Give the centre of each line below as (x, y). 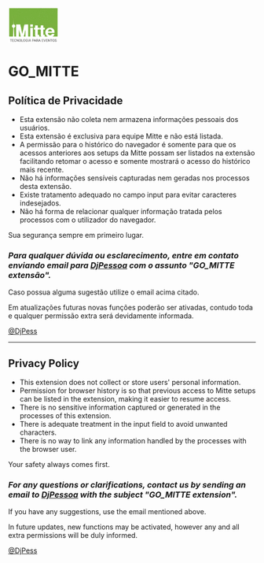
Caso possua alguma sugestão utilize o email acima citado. (104, 292)
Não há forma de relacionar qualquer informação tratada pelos (121, 211)
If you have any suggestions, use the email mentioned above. (107, 512)
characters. (38, 432)
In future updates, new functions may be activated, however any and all (124, 527)
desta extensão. (46, 186)
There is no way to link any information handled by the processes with (133, 441)
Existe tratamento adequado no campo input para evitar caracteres (128, 194)
